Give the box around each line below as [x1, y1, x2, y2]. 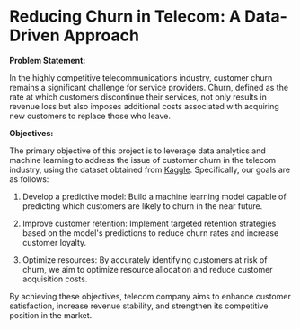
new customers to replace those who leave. [9, 110, 171, 121]
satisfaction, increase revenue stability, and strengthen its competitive [9, 300, 269, 311]
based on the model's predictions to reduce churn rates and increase [22, 227, 279, 238]
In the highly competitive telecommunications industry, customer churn [9, 72, 273, 82]
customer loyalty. [22, 237, 87, 247]
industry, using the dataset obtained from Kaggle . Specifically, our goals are [9, 164, 291, 175]
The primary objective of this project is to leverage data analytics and [9, 145, 267, 156]
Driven [9, 25, 60, 46]
